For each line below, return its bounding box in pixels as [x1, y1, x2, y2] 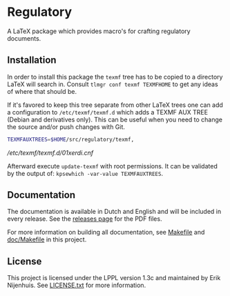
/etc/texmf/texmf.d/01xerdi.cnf [7, 148, 94, 157]
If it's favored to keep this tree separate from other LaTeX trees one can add [7, 101, 223, 109]
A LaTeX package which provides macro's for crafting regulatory [7, 27, 191, 35]
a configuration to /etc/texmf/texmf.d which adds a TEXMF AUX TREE [7, 108, 209, 116]
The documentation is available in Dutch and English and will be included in [7, 208, 222, 216]
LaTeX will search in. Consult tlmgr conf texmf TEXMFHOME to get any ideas [7, 80, 219, 88]
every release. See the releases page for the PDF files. [7, 215, 162, 223]
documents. [7, 34, 41, 42]
